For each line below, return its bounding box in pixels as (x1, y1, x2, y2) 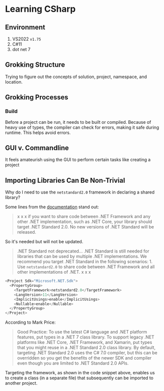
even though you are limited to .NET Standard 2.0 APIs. (17, 360, 129, 366)
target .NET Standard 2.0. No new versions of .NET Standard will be (17, 224, 154, 230)
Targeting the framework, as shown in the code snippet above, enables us (5, 370, 155, 376)
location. (5, 79, 23, 84)
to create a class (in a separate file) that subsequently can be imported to (5, 375, 154, 381)
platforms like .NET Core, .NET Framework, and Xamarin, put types (17, 339, 152, 345)
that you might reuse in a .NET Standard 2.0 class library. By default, (17, 345, 156, 351)
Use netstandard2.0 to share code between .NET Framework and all (17, 264, 155, 270)
